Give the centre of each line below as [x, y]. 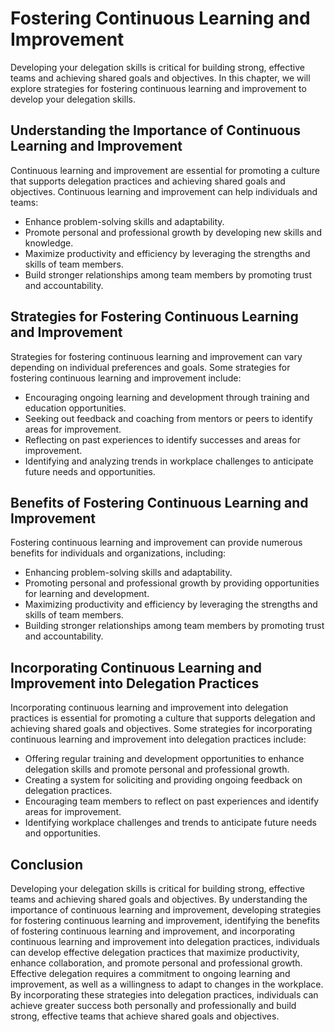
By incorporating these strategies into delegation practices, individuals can [164, 995]
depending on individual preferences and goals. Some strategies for [150, 367]
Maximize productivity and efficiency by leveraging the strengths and [167, 253]
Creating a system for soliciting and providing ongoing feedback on [163, 780]
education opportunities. [75, 408]
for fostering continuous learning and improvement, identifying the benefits [165, 920]
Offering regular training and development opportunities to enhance [164, 759]
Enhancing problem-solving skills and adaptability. [128, 573]
